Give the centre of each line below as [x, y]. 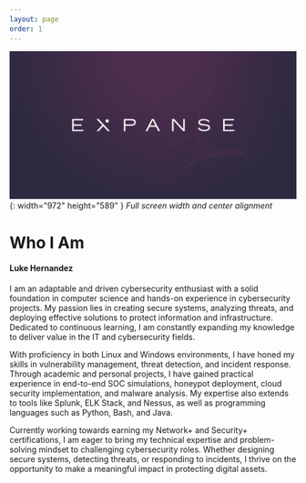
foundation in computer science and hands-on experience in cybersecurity [150, 298]
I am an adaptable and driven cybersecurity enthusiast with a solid [134, 288]
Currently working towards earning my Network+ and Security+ [129, 430]
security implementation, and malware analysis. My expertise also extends [149, 393]
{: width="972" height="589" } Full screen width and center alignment [141, 206]
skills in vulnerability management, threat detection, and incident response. [150, 364]
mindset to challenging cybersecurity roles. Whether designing [157, 449]
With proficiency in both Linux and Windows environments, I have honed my [152, 354]
